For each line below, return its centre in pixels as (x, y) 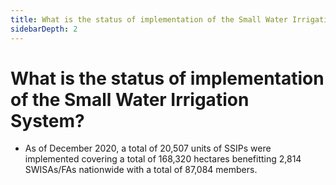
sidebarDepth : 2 (44, 29)
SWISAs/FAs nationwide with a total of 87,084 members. (141, 170)
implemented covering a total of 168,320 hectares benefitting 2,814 (163, 159)
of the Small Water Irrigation (130, 99)
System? (47, 120)
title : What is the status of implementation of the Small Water (149, 19)
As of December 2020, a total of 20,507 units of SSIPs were (148, 148)
